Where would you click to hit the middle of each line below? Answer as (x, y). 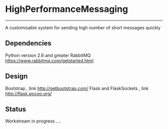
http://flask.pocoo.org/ (28, 94)
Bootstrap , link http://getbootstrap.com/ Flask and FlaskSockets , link (77, 88)
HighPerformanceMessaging (67, 9)
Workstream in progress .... (33, 121)
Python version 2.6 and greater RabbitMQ (48, 55)
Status (16, 109)
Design (16, 76)
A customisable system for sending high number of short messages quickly (83, 27)
